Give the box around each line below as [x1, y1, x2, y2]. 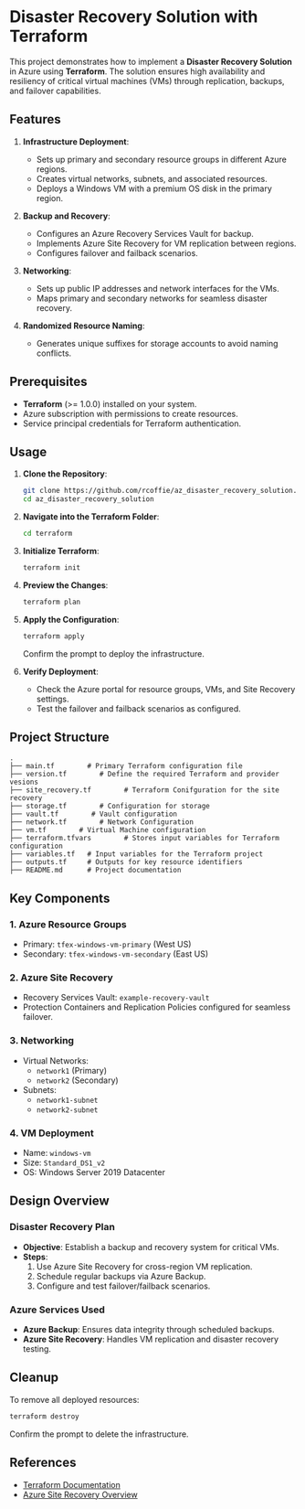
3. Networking [9, 1034, 75, 1047]
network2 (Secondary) [36, 1075, 119, 1086]
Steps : [22, 1251, 48, 1262]
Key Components [9, 890, 110, 906]
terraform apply [22, 631, 85, 641]
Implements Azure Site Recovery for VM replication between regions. [36, 238, 297, 249]
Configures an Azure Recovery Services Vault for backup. [36, 228, 254, 239]
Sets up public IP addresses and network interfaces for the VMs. [36, 283, 280, 294]
